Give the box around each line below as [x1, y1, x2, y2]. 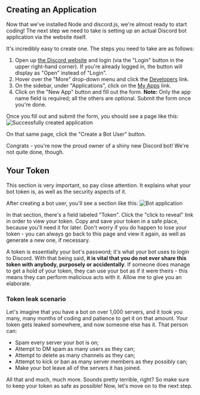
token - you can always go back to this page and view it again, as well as [6, 230, 186, 237]
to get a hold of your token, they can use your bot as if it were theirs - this [6, 267, 188, 274]
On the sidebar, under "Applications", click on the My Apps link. [14, 82, 172, 89]
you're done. [14, 101, 47, 108]
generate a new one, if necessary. [6, 236, 90, 244]
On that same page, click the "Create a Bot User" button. [6, 130, 147, 137]
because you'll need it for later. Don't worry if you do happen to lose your [6, 223, 187, 231]
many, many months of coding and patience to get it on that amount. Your [6, 314, 188, 321]
